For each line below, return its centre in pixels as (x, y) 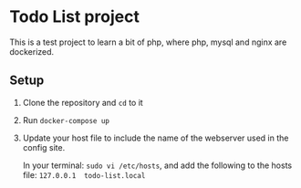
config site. (44, 147)
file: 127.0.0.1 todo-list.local (84, 174)
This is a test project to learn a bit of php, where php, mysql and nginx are (148, 42)
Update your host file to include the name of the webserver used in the (156, 138)
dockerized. (32, 51)
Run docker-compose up (66, 120)
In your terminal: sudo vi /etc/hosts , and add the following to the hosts (157, 165)
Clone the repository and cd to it (83, 102)
